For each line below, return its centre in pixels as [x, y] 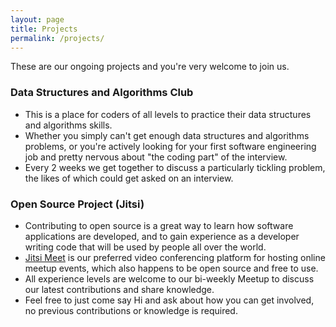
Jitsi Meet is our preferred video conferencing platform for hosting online [175, 257]
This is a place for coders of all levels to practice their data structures [168, 114]
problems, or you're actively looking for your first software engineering [170, 146]
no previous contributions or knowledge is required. [131, 310]
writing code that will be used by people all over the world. [145, 247]
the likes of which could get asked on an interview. [129, 178]
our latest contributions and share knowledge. [119, 289]
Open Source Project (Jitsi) [77, 204]
